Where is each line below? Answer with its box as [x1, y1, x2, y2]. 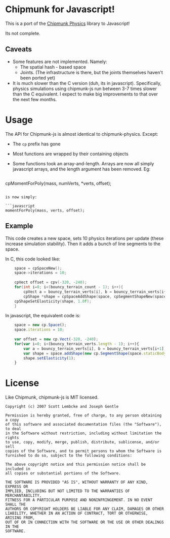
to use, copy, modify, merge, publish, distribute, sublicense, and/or [5, 440, 159, 445]
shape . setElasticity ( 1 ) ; [23, 355, 76, 361]
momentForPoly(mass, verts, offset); [5, 207, 85, 213]
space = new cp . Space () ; [14, 322, 67, 327]
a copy [5, 417, 19, 423]
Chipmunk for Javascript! [5, 4, 115, 15]
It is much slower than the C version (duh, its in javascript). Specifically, [12, 80, 162, 86]
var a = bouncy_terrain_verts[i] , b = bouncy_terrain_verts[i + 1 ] [23, 346, 164, 351]
